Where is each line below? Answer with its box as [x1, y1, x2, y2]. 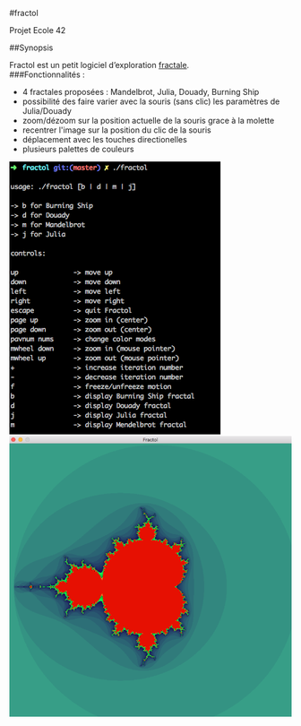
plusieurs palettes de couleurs [21, 143, 134, 154]
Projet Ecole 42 [9, 25, 66, 35]
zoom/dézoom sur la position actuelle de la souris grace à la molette [21, 116, 275, 125]
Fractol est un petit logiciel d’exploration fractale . [9, 60, 190, 70]
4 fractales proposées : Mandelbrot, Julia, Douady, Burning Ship [21, 87, 260, 97]
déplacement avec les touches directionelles [21, 134, 188, 144]
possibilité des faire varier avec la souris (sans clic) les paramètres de [21, 96, 280, 107]
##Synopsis [9, 42, 54, 53]
